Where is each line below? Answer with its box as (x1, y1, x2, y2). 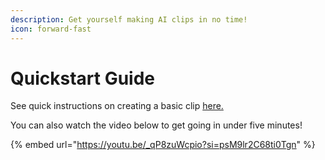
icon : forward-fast (10, 24, 92, 34)
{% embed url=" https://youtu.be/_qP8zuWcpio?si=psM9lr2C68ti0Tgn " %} (10, 139, 316, 151)
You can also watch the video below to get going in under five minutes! (10, 119, 303, 131)
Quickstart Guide (10, 67, 156, 90)
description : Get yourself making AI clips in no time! (10, 14, 248, 25)
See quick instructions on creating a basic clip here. (10, 100, 224, 112)
